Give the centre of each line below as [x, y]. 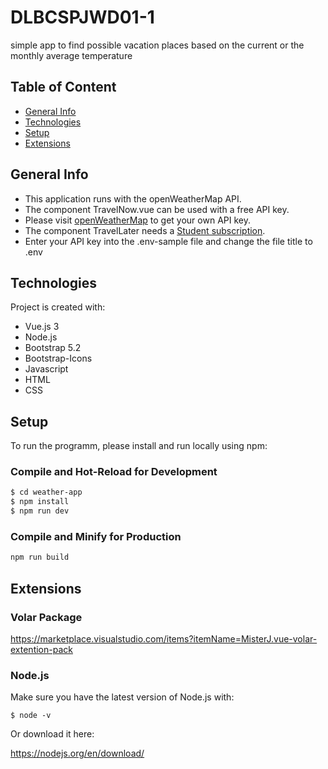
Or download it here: [52, 734]
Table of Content [63, 87]
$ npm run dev [40, 511]
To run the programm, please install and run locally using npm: [139, 446]
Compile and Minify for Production [96, 537]
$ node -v [31, 716]
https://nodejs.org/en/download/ [77, 753]
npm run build [40, 557]
